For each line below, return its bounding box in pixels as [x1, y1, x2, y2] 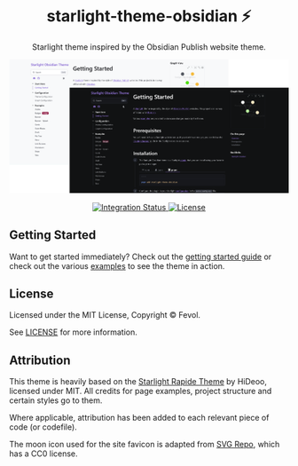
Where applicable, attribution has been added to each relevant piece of [9, 413, 270, 423]
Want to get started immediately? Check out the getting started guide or [9, 251, 272, 262]
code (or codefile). [9, 422, 77, 432]
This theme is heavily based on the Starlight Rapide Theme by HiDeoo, [9, 376, 268, 387]
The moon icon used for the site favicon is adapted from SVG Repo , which [9, 439, 280, 450]
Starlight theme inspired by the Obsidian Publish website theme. [32, 41, 266, 52]
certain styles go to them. [9, 395, 103, 406]
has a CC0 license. [9, 448, 78, 459]
